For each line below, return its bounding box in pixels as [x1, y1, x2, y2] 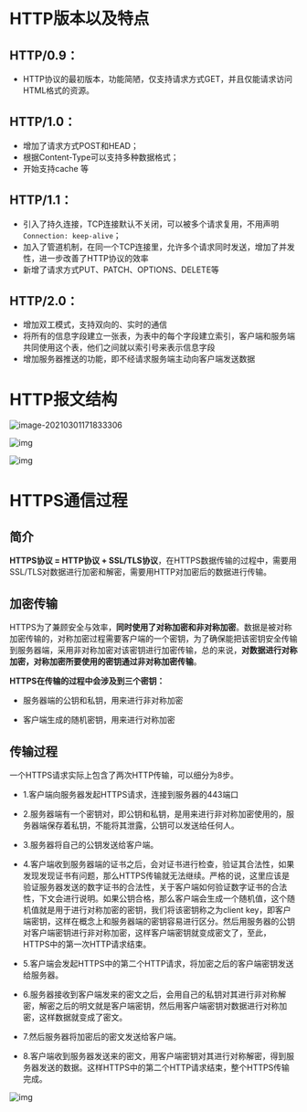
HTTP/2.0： [9, 293, 79, 309]
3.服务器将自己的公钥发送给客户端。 [22, 840, 159, 850]
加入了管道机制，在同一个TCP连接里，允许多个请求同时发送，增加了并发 [22, 241, 295, 252]
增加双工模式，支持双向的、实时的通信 [22, 319, 167, 330]
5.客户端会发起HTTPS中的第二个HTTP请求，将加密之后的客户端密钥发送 [22, 958, 294, 969]
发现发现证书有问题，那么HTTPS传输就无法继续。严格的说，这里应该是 [22, 870, 291, 881]
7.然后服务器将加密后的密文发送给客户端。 [22, 1032, 182, 1042]
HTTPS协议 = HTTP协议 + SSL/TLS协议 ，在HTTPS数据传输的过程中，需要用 [9, 555, 297, 567]
